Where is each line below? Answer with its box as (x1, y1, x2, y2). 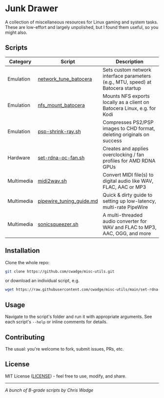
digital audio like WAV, (102, 177, 154, 184)
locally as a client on (102, 99, 150, 105)
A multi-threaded (102, 211, 143, 218)
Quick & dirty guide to (102, 191, 153, 198)
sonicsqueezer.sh (38, 221, 79, 228)
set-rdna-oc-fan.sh (38, 154, 85, 161)
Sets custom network (102, 66, 152, 73)
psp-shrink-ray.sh (38, 128, 82, 135)
